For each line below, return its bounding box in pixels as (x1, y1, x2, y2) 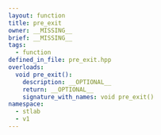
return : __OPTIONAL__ (22, 85, 94, 94)
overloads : (8, 64, 44, 71)
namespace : (8, 100, 44, 108)
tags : (8, 41, 26, 49)
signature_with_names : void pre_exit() (22, 93, 155, 101)
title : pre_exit (8, 19, 62, 27)
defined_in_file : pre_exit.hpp (8, 56, 112, 64)
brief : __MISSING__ (8, 33, 73, 42)
